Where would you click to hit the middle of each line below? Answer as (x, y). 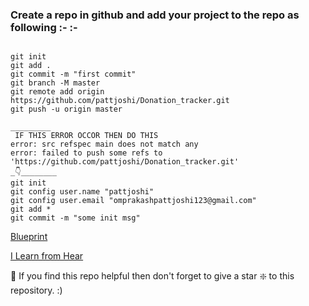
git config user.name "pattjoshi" (82, 192)
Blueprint (29, 237)
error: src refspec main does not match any (104, 144)
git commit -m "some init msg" (75, 218)
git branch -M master (55, 83)
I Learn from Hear (47, 256)
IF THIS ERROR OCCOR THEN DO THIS (86, 136)
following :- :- (44, 27)
